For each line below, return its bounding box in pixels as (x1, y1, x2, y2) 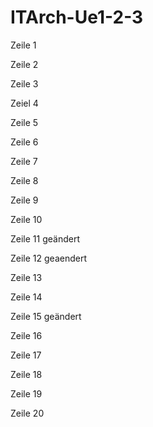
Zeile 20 (10, 407, 45, 419)
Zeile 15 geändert (10, 310, 82, 322)
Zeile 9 (10, 194, 39, 206)
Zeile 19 (10, 387, 43, 400)
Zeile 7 (10, 155, 38, 167)
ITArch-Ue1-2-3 (10, 6, 144, 29)
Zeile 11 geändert (10, 232, 80, 245)
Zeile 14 (10, 291, 43, 303)
